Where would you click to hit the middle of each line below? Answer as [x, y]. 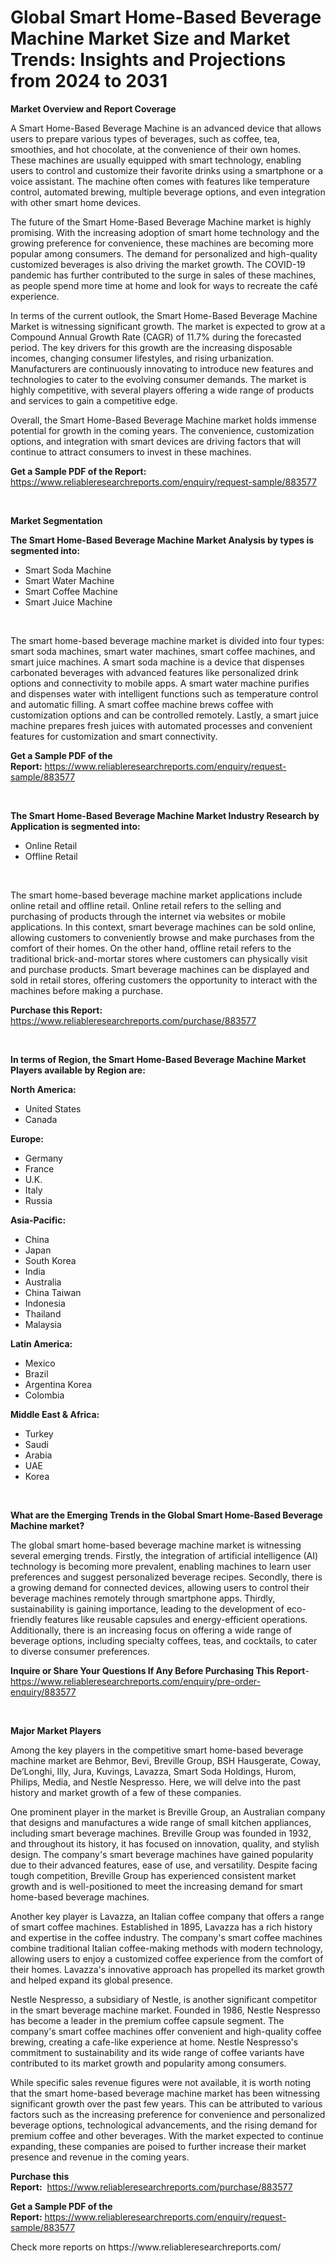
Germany [43, 1158]
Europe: [27, 1138]
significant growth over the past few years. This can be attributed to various [166, 2103]
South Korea [50, 1260]
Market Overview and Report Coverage [93, 108]
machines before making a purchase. [86, 990]
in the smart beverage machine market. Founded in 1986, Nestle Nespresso [165, 2010]
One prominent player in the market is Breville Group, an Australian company [168, 1812]
